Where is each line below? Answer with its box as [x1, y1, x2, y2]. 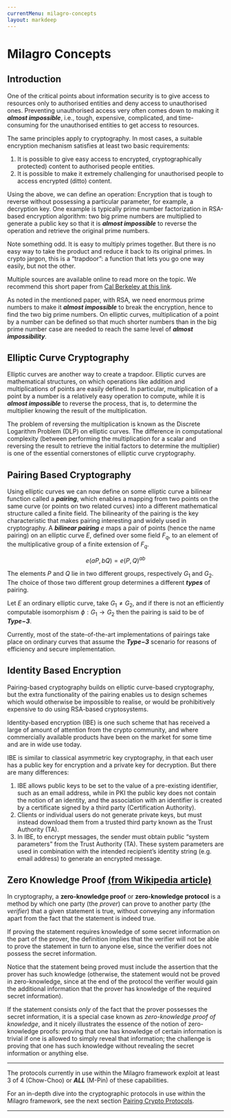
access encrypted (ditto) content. [16, 177, 112, 185]
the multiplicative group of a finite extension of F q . [7, 540, 149, 550]
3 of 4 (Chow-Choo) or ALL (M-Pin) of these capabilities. [7, 1076, 169, 1084]
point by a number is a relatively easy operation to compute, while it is [7, 392, 206, 401]
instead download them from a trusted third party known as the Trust [16, 818, 213, 826]
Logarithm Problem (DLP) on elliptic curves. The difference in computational [7, 427, 223, 436]
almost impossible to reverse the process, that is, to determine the [7, 399, 197, 407]
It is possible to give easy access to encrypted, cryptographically [16, 155, 202, 163]
